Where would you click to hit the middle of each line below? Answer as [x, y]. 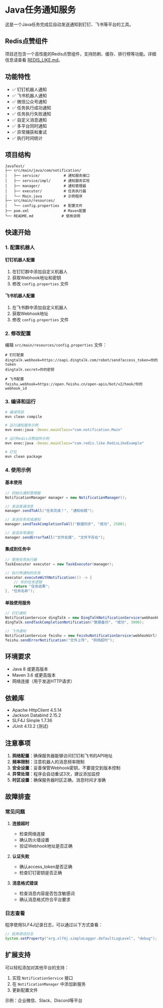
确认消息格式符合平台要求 [45, 899]
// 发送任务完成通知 [23, 520]
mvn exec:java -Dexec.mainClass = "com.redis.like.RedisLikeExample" [75, 443]
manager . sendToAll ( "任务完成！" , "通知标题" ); [50, 511]
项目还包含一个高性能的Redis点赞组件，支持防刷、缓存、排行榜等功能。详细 [81, 54]
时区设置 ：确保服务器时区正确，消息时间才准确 [59, 780]
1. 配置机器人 [20, 247]
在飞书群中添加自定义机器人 [40, 307]
